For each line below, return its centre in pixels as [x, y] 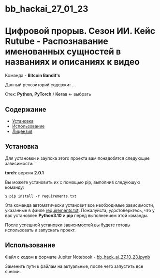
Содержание [26, 109]
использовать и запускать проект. [40, 230]
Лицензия [22, 131]
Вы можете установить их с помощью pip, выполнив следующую [73, 182]
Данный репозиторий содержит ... [41, 85]
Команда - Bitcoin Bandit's [33, 76]
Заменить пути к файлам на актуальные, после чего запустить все [74, 266]
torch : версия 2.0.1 [25, 172]
